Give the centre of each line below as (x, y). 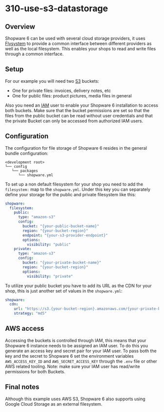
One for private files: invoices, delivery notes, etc (61, 91)
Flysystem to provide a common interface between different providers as (78, 44)
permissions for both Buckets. (35, 371)
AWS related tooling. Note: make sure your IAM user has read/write (72, 366)
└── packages (25, 171)
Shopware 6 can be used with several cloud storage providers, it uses (75, 38)
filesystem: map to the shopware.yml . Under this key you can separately (78, 189)
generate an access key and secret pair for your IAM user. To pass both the (81, 351)
